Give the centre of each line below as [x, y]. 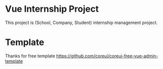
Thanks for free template [30, 56]
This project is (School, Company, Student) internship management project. [81, 23]
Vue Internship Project [52, 9]
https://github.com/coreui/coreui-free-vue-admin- [107, 56]
